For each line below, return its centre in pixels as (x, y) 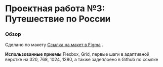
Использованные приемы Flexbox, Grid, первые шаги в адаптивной (77, 54)
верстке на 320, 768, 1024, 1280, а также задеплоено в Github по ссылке (82, 60)
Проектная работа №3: (55, 9)
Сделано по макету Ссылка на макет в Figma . (54, 45)
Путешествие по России (58, 19)
